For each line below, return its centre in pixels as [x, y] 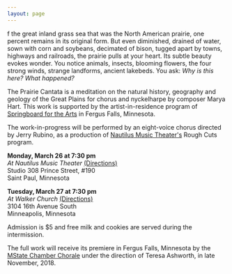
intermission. [26, 234]
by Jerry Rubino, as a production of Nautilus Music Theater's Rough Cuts [112, 135]
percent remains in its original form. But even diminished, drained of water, [114, 41]
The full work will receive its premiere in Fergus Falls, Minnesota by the [109, 248]
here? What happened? [41, 78]
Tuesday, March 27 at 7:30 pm [52, 191]
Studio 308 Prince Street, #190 [51, 170]
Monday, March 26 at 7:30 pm [52, 155]
